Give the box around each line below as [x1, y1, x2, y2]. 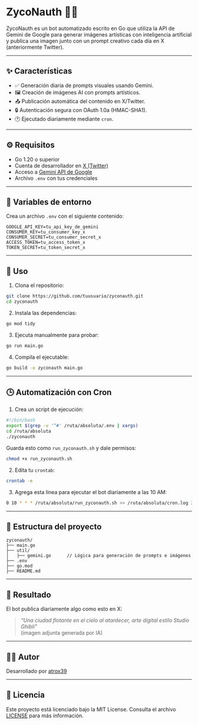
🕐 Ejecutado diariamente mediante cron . [14, 115, 114, 123]
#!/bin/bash [6, 418, 35, 423]
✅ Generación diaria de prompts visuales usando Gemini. [14, 82, 154, 89]
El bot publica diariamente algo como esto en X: [6, 605, 123, 613]
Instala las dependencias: [14, 309, 77, 316]
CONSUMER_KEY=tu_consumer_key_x [6, 229, 85, 235]
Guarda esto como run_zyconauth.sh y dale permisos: [6, 444, 137, 451]
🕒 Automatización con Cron [6, 387, 112, 397]
